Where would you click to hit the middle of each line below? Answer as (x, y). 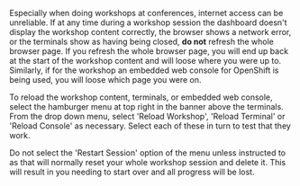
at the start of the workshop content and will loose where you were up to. (145, 61)
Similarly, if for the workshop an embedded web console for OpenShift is (144, 70)
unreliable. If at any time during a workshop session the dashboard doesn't (148, 22)
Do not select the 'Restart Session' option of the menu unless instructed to (148, 153)
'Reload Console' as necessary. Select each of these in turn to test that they (150, 126)
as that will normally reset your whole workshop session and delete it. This (148, 162)
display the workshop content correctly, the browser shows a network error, (150, 32)
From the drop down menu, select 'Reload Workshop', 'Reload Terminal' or (147, 116)
